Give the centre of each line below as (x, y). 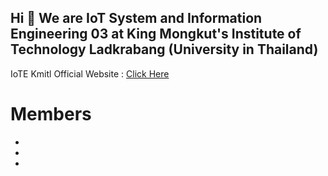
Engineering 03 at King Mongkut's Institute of (156, 34)
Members (51, 114)
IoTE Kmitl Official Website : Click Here (90, 73)
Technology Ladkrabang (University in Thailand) (164, 49)
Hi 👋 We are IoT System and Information (136, 18)
